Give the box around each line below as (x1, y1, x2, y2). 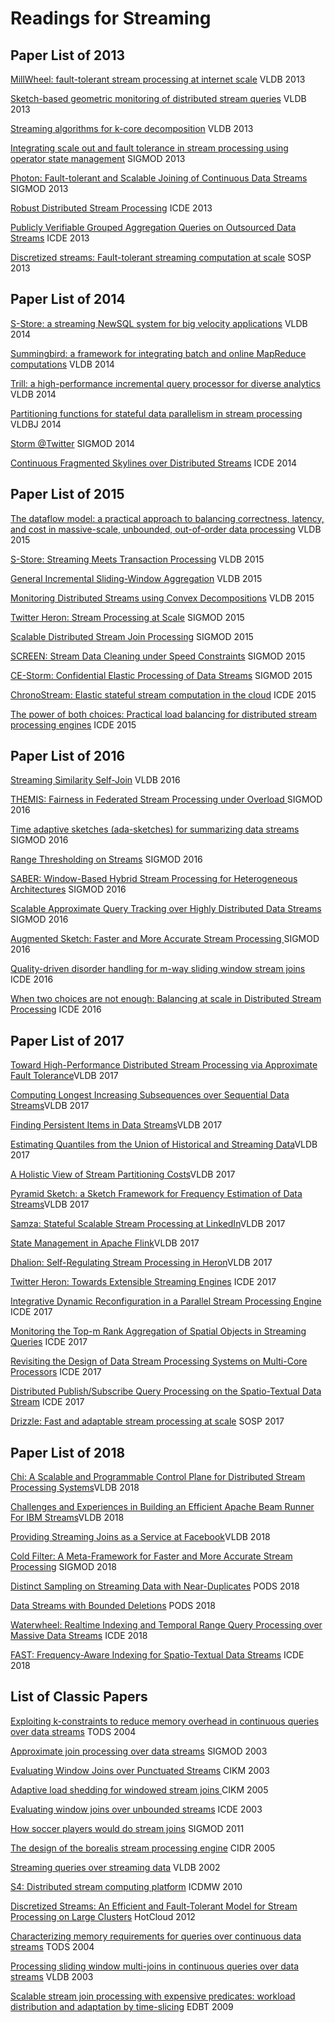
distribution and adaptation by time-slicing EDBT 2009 (10, 2000, 234, 2012)
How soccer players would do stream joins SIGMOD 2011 (10, 1822, 245, 1834)
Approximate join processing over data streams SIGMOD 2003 (10, 1745, 268, 1757)
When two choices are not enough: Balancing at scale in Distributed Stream (10, 993, 322, 1005)
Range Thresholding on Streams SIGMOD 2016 (10, 853, 203, 866)
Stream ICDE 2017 (10, 1396, 85, 1408)
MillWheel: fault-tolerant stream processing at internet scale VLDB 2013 (10, 73, 306, 85)
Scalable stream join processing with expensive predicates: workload (10, 1990, 296, 2002)
